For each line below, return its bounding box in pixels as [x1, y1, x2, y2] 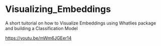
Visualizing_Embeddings [5, 3, 111, 15]
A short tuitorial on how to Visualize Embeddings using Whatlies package [5, 20, 156, 26]
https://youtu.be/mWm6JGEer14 [5, 35, 72, 41]
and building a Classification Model [5, 25, 78, 31]
